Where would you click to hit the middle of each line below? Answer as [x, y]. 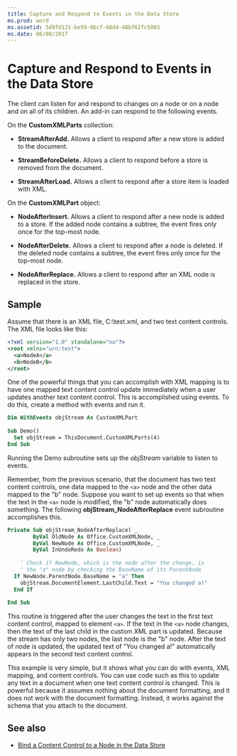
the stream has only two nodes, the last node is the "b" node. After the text [117, 639]
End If [23, 590]
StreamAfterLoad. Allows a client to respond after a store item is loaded [123, 181]
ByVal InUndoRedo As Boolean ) [77, 550]
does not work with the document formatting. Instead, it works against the [116, 698]
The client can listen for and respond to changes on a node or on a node [113, 104]
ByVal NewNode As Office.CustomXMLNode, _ [97, 543]
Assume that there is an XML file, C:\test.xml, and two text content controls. [118, 321]
